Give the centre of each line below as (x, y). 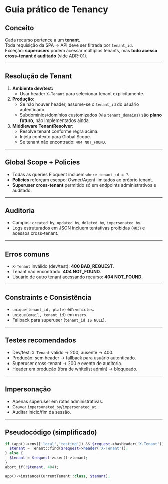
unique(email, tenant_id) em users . (50, 315)
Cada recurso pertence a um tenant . (43, 40)
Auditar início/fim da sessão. (42, 412)
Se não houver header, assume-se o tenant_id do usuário (79, 104)
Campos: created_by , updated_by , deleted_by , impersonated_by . (77, 223)
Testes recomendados (41, 341)
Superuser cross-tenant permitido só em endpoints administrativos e (84, 185)
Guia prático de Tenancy (57, 9)
